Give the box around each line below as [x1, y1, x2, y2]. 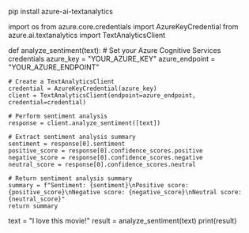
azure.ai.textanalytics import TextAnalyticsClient [8, 31, 166, 39]
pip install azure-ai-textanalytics [8, 7, 113, 16]
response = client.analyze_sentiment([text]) [8, 119, 160, 127]
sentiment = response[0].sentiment [8, 140, 126, 148]
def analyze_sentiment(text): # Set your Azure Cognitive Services [8, 46, 221, 54]
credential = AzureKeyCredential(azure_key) [8, 85, 157, 92]
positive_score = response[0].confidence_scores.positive [8, 147, 203, 155]
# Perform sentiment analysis [8, 112, 108, 120]
